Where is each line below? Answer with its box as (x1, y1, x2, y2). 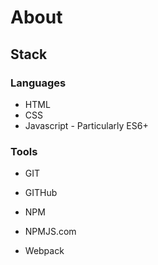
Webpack (24, 245, 65, 257)
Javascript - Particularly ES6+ (24, 119, 149, 131)
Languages (10, 76, 67, 90)
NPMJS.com (24, 226, 77, 238)
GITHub (24, 187, 58, 199)
